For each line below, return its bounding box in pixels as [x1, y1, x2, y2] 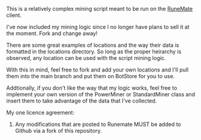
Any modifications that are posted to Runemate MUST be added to [15, 121, 182, 128]
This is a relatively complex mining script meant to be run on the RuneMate [6, 5, 193, 12]
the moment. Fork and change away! [6, 30, 98, 37]
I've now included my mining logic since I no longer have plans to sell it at [6, 24, 189, 30]
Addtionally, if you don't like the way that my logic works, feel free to [6, 84, 177, 92]
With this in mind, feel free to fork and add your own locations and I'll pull [6, 66, 189, 73]
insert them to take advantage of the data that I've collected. [6, 97, 157, 104]
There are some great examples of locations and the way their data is [6, 42, 180, 48]
